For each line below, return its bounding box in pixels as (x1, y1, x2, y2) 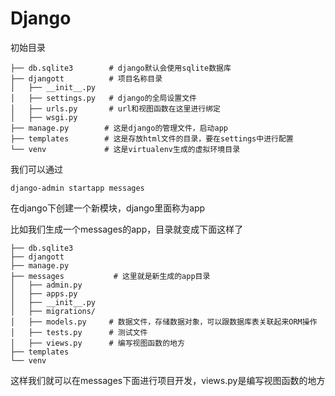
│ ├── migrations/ (10, 306, 97, 316)
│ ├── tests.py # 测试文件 (10, 327, 148, 337)
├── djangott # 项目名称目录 (10, 73, 163, 84)
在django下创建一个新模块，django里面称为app (10, 202, 206, 214)
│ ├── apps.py (10, 288, 78, 299)
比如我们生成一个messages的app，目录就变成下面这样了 (10, 223, 244, 235)
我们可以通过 (10, 163, 63, 175)
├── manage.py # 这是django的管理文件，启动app (10, 123, 228, 133)
